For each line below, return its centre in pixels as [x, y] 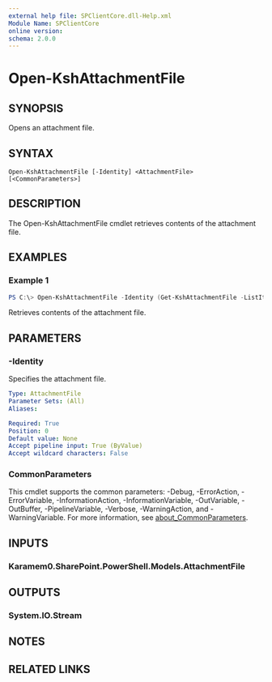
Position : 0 [28, 431]
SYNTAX [31, 153]
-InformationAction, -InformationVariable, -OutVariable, [148, 501]
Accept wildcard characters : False [68, 454]
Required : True [34, 423]
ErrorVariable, [32, 501]
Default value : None [43, 438]
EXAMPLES [38, 257]
